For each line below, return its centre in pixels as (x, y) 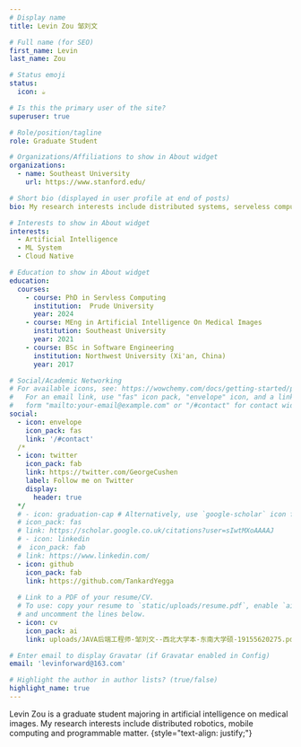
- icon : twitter (47, 456)
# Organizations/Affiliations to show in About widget (114, 157)
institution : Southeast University (99, 331)
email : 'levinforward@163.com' (68, 664)
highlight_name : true (50, 689)
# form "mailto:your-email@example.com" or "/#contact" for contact (144, 406)
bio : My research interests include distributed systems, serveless (140, 207)
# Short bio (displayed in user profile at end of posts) (120, 198)
